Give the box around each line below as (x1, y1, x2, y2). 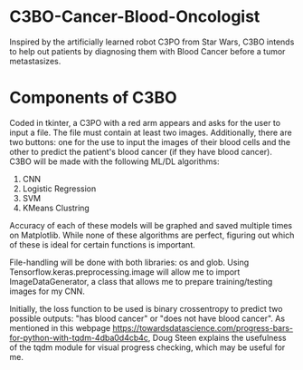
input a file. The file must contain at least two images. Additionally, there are (9, 127, 292, 138)
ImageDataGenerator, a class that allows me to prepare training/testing (9, 276, 273, 287)
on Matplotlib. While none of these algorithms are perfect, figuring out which (9, 229, 295, 240)
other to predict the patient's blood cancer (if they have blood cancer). (9, 146, 273, 157)
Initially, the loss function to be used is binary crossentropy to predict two (9, 303, 283, 314)
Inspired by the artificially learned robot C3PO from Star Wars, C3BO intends (9, 36, 295, 47)
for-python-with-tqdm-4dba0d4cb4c (9, 332, 149, 343)
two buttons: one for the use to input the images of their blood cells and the (9, 136, 291, 147)
